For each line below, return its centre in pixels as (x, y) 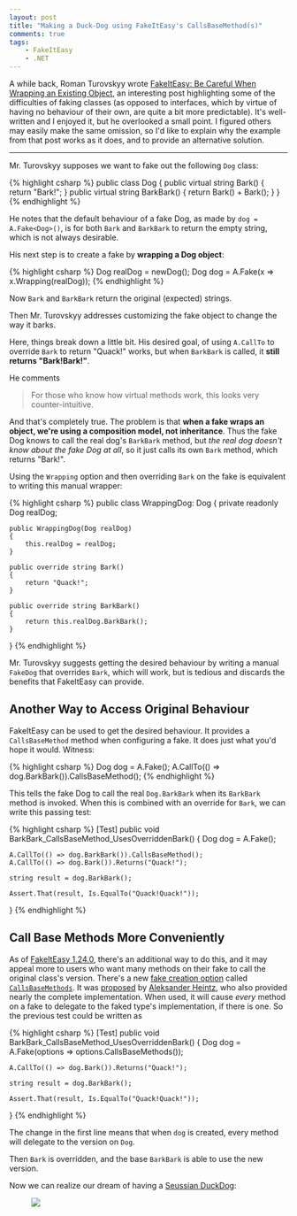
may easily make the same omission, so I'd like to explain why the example (145, 131)
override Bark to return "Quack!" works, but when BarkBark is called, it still (145, 351)
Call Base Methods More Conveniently (117, 938)
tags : (19, 42)
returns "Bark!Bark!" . (49, 361)
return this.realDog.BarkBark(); (87, 621)
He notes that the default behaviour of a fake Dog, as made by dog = (133, 219)
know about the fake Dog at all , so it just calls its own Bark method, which (144, 450)
